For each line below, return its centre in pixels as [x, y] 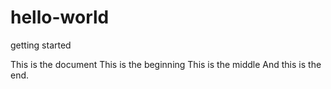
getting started [41, 45]
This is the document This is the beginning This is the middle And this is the [166, 64]
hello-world [60, 17]
